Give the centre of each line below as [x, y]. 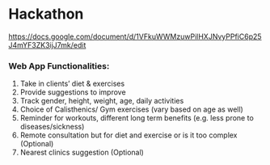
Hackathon [46, 14]
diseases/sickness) [52, 127]
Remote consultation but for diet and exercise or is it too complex [129, 135]
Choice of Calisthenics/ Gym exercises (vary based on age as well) [132, 109]
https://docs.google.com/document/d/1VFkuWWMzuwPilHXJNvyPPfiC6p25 [135, 36]
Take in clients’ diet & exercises [72, 84]
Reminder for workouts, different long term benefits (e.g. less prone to [137, 118]
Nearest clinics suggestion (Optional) [82, 152]
